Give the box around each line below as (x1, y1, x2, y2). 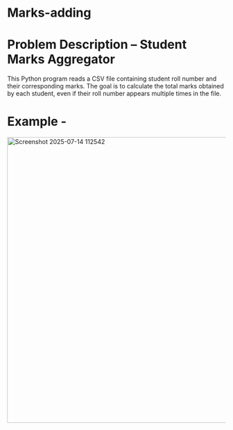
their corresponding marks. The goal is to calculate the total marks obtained (7, 82, 224, 90)
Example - (7, 113, 67, 129)
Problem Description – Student (7, 37, 187, 53)
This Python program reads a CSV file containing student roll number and (7, 74, 217, 83)
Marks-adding (7, 5, 92, 21)
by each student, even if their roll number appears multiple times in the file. (7, 89, 222, 98)
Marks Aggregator (7, 51, 116, 67)
